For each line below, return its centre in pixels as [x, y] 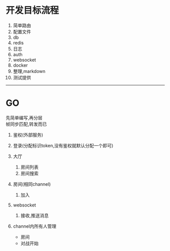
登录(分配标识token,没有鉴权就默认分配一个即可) [63, 145]
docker [20, 65]
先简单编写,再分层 [24, 117]
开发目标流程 [33, 10]
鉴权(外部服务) [28, 135]
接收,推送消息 [35, 215]
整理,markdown [29, 71]
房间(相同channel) [32, 184]
